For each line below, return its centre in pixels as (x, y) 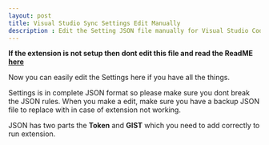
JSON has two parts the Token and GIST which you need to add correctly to (134, 126)
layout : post (30, 16)
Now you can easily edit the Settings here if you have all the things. (119, 78)
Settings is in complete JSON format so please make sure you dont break (129, 93)
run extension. (32, 134)
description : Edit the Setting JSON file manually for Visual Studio (128, 30)
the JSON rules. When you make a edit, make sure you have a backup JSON (134, 102)
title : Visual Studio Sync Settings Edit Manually (94, 23)
